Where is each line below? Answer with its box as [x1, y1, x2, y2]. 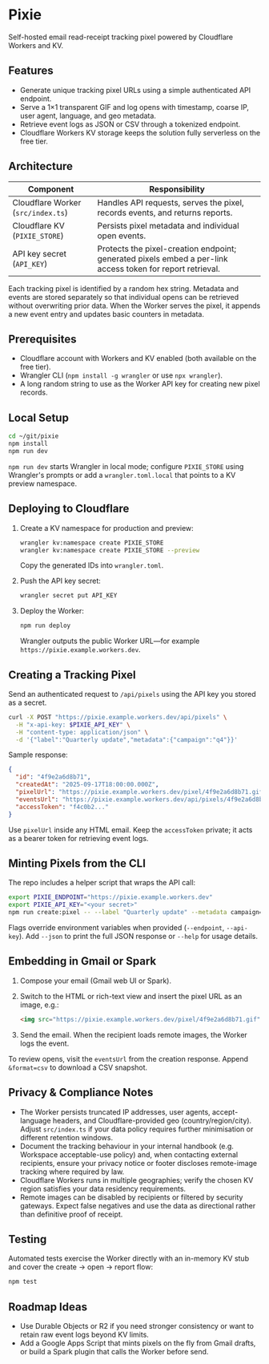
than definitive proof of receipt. [19, 1209, 123, 1219]
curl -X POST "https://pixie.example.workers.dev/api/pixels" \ [8, 713, 227, 721]
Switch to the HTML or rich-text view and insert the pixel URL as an [19, 991, 243, 1001]
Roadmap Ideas [8, 1300, 88, 1313]
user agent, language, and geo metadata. [19, 111, 156, 120]
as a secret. [8, 698, 47, 707]
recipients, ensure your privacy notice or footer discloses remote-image [19, 1158, 258, 1168]
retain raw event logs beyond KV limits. [19, 1330, 150, 1339]
